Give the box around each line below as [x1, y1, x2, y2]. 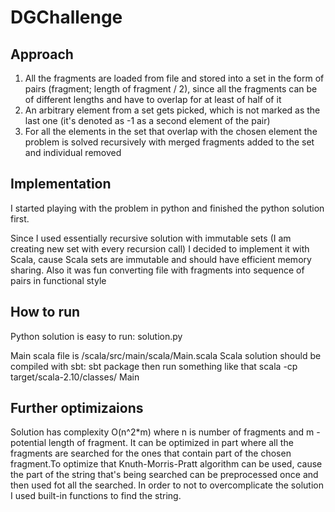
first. [10, 212, 30, 225]
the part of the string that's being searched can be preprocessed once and [10, 469, 319, 481]
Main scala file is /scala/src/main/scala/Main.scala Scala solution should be [10, 349, 322, 361]
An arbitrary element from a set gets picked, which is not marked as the [24, 104, 321, 116]
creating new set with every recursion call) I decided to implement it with [10, 242, 310, 255]
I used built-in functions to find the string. [10, 490, 182, 502]
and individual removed [24, 147, 122, 158]
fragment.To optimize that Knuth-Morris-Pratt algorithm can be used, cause [10, 458, 323, 470]
